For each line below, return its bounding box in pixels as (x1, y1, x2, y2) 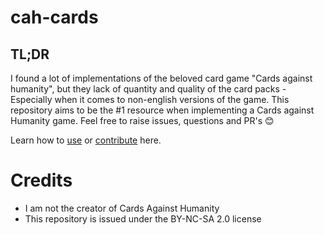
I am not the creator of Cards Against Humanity (24, 202, 220, 214)
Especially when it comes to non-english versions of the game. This (10, 94, 290, 105)
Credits (10, 169, 73, 192)
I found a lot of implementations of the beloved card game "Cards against (10, 72, 313, 84)
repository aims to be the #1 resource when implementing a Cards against (10, 104, 315, 116)
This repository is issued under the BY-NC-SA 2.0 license (24, 212, 262, 225)
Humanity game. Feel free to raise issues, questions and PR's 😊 (10, 115, 275, 126)
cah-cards (10, 6, 99, 29)
